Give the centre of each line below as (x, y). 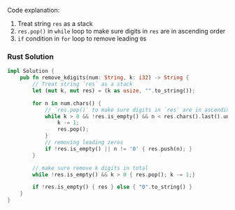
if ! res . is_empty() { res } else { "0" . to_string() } (112, 187)
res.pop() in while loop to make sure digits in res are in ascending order (121, 31)
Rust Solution (30, 57)
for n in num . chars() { (67, 103)
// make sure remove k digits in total (91, 168)
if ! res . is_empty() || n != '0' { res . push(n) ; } (118, 149)
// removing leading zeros (84, 143)
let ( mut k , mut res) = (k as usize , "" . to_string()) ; (114, 90)
